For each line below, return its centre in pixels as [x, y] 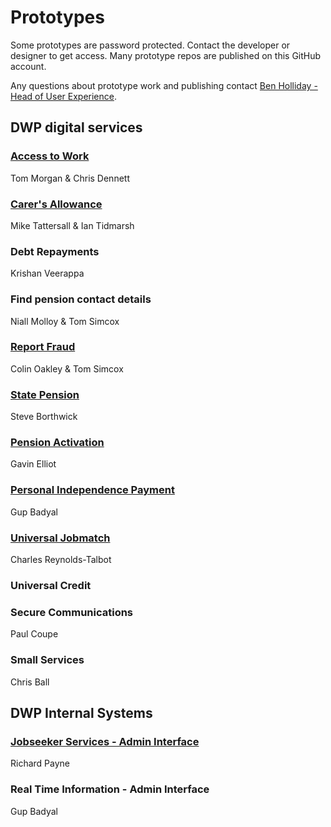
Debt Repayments [55, 251]
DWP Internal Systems [81, 712]
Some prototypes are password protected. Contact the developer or [150, 45]
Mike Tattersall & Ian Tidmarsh [72, 225]
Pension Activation [57, 443]
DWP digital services [76, 127]
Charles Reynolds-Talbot [61, 559]
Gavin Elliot [33, 464]
